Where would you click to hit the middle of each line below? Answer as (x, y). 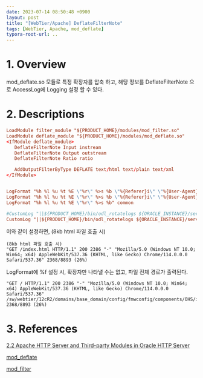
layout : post (23, 18)
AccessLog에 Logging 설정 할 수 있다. (58, 90)
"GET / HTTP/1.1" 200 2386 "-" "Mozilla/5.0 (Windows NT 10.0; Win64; (97, 283)
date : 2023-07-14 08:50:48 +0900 (48, 12)
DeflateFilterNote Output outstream (60, 153)
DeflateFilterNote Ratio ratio (54, 159)
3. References (42, 329)
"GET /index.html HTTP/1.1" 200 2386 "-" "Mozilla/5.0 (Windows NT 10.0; (101, 250)
